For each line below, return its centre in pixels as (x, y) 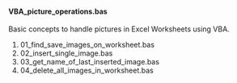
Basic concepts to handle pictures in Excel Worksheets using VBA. (119, 29)
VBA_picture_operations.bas (58, 11)
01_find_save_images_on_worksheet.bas (87, 45)
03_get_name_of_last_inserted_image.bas (90, 62)
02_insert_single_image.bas (66, 53)
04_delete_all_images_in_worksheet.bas (87, 71)
